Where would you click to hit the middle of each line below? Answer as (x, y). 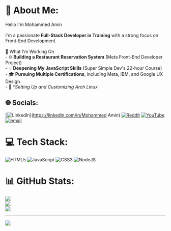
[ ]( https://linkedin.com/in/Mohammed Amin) (63, 115)
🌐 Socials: (22, 103)
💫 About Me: (32, 10)
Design (13, 81)
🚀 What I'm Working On (30, 51)
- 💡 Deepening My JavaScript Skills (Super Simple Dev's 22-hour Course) (84, 68)
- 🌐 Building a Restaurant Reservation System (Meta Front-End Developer (84, 57)
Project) (13, 63)
